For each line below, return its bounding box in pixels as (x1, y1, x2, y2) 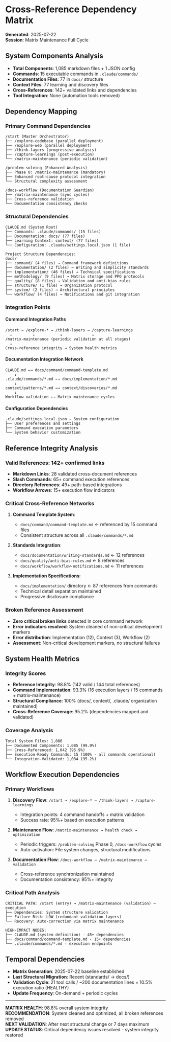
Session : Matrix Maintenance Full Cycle (5, 37, 89, 43)
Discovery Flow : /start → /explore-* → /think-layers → (12, 797, 133, 803)
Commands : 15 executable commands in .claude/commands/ (12, 71, 139, 77)
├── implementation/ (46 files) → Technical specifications (5, 269, 136, 275)
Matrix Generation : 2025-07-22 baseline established (12, 968, 125, 975)
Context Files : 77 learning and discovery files (12, 81, 108, 87)
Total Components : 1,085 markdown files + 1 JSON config (12, 65, 135, 71)
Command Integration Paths (5, 316, 66, 323)
